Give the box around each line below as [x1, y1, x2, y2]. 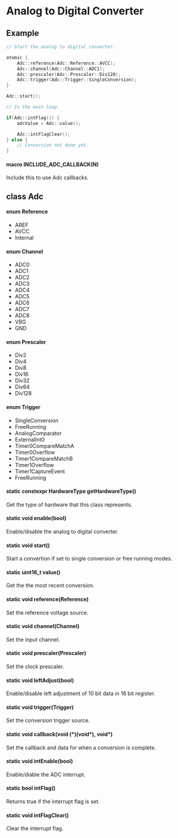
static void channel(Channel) [6, 623, 80, 630]
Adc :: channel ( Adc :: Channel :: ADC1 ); [17, 66, 105, 72]
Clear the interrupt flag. [6, 825, 64, 832]
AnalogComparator [14, 429, 62, 437]
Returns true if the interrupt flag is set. [6, 797, 100, 805]
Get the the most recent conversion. [6, 582, 95, 589]
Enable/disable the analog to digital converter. [6, 528, 119, 535]
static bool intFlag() [6, 785, 55, 792]
